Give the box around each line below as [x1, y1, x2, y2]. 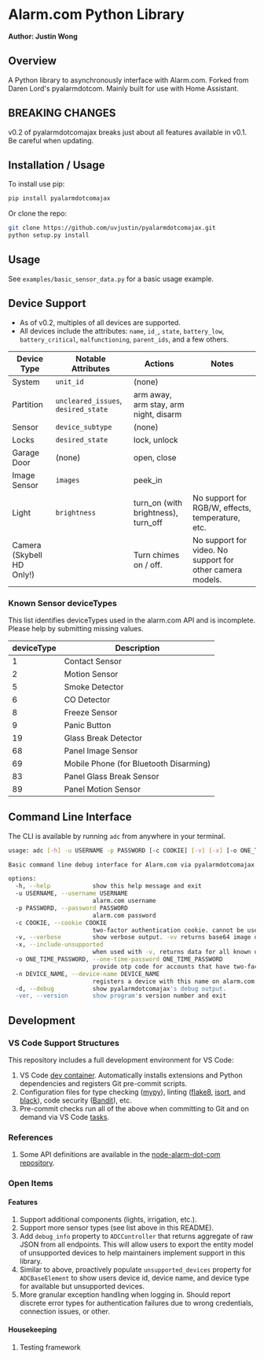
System [12, 376, 41, 387]
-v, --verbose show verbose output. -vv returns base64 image [15, 933, 251, 941]
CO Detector [64, 694, 111, 705]
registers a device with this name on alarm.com [92, 978, 255, 985]
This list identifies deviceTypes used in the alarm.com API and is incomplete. [8, 615, 256, 625]
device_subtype [55, 423, 112, 431]
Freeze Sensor [64, 707, 118, 718]
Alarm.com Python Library [8, 6, 185, 24]
